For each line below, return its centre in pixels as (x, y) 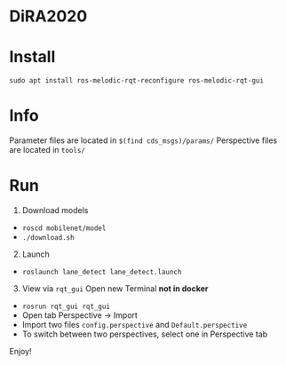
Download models (55, 210)
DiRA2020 (48, 16)
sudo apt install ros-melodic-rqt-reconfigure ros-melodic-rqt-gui (137, 81)
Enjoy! (21, 351)
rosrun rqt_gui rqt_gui (66, 306)
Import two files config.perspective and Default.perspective (135, 325)
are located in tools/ (48, 150)
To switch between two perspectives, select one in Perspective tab (145, 334)
